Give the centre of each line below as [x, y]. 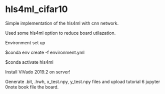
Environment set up [25, 42]
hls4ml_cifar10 [36, 9]
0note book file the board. [32, 87]
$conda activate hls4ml [29, 62]
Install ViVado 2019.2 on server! [38, 72]
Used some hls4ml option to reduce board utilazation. [60, 33]
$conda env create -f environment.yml [45, 52]
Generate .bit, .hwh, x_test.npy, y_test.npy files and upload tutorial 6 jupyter [83, 81]
